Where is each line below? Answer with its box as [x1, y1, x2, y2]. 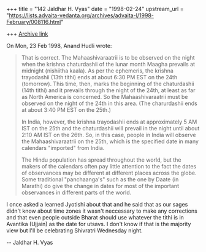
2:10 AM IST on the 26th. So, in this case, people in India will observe [21, 132, 196, 138]
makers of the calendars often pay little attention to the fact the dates [21, 163, 197, 170]
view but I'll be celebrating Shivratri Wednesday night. [6, 227, 143, 234]
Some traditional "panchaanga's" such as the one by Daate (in [21, 176, 179, 183]
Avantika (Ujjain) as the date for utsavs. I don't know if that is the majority [6, 221, 191, 227]
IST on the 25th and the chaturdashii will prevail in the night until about [21, 125, 200, 132]
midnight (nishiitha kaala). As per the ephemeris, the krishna [21, 67, 174, 74]
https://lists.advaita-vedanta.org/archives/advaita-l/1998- [9, 12, 154, 19]
